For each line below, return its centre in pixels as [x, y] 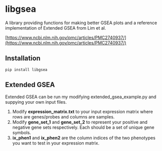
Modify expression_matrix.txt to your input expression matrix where [82, 112]
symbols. [22, 132]
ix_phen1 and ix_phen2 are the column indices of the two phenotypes [84, 138]
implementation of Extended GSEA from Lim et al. [56, 28]
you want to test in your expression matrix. [56, 143]
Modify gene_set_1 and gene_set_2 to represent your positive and [80, 122]
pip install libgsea [27, 70]
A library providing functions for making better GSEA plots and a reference [81, 23]
